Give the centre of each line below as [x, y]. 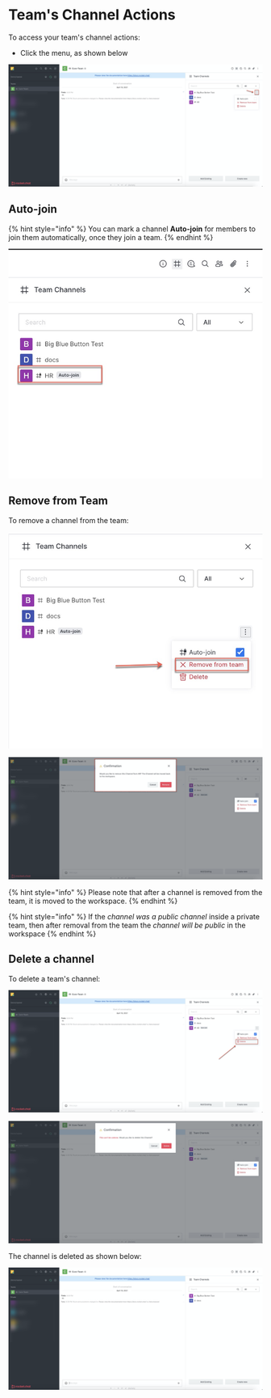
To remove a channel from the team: [69, 520]
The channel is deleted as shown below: [75, 1256]
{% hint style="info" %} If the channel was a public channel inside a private [134, 916]
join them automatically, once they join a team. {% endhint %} [111, 237]
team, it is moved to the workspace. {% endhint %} [93, 901]
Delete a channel [51, 959]
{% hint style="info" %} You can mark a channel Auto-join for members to [132, 229]
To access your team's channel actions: [74, 37]
